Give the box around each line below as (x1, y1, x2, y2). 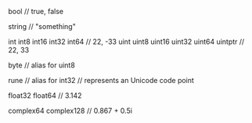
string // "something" (8, 22, 76, 31)
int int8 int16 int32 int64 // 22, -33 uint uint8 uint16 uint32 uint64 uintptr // (8, 37, 245, 46)
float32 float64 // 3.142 (8, 91, 82, 100)
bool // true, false (8, 7, 64, 16)
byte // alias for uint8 (8, 60, 76, 70)
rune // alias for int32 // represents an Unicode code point (8, 76, 194, 85)
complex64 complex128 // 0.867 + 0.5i (8, 106, 133, 115)
